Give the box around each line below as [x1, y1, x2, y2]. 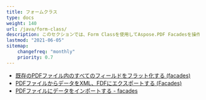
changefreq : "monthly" [17, 49, 75, 55]
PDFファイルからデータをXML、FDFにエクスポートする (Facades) [15, 79, 182, 87]
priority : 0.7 [17, 54, 53, 60]
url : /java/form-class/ [6, 26, 67, 32]
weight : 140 [6, 20, 37, 26]
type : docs [6, 15, 34, 21]
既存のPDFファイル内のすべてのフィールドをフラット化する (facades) [15, 71, 191, 79]
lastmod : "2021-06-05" [6, 37, 64, 43]
